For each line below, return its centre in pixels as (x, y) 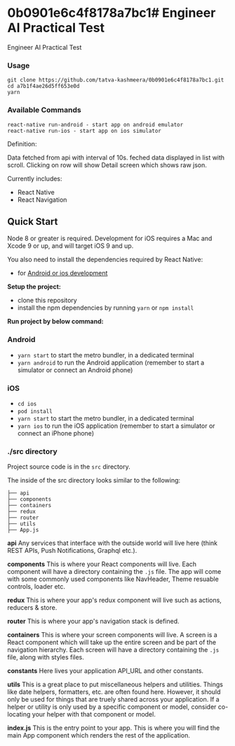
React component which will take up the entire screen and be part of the (112, 642)
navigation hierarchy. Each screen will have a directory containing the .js (113, 650)
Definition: (22, 144)
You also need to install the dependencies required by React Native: (105, 260)
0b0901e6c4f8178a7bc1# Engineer (112, 13)
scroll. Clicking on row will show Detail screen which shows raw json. (107, 165)
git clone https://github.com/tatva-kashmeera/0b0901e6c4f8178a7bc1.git (116, 80)
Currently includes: (35, 178)
